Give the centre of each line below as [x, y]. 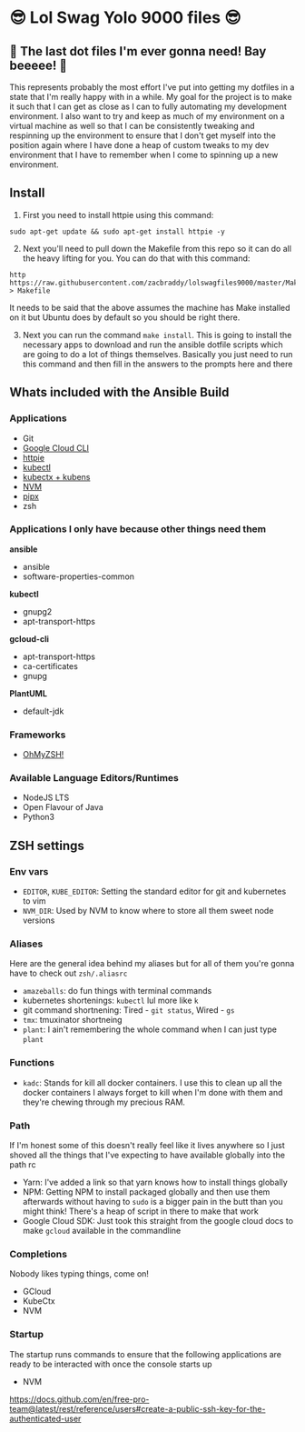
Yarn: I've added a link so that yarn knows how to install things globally [155, 1182]
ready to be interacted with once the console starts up [111, 1364]
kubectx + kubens [56, 476]
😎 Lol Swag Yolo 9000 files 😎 [125, 18]
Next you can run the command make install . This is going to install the [157, 335]
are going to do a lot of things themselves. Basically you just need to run [157, 354]
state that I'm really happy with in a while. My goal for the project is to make [151, 97]
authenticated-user [45, 1418]
